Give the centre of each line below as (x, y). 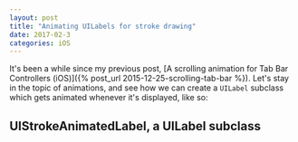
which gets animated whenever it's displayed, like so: (109, 98)
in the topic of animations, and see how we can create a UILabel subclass (146, 88)
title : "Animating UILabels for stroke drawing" (103, 26)
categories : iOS (40, 43)
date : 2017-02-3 (40, 34)
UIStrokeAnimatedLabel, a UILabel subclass (135, 126)
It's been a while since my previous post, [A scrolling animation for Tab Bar (149, 69)
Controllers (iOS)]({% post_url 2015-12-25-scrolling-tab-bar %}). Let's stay (149, 79)
